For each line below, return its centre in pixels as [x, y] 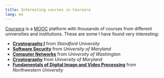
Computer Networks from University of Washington [66, 54]
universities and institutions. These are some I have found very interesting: [82, 34]
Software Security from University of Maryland [62, 49]
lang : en [14, 14]
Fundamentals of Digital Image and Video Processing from [74, 65]
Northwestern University [38, 70]
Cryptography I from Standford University [56, 43]
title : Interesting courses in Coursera [48, 10]
